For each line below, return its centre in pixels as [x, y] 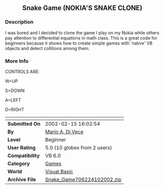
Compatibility [24, 155]
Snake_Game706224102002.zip [83, 179]
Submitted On [24, 123]
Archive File [22, 179]
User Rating [22, 147]
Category [19, 164]
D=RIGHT [15, 109]
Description [19, 22]
